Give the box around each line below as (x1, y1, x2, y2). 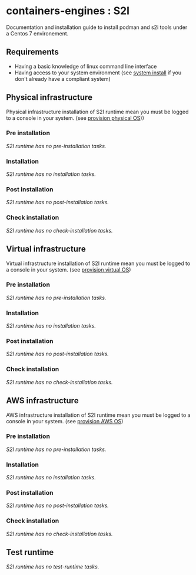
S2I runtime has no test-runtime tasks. (6, 563, 99, 570)
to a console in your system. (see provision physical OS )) (6, 114, 144, 122)
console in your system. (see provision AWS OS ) (6, 417, 124, 424)
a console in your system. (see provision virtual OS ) (6, 266, 131, 273)
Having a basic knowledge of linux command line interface (14, 63, 157, 70)
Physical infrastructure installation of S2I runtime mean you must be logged (6, 108, 189, 115)
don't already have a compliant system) (14, 75, 111, 82)
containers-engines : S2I (6, 4, 130, 18)
